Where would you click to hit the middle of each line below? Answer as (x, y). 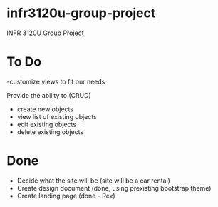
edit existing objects (46, 124)
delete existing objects (50, 132)
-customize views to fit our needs (56, 81)
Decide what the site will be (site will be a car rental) (93, 181)
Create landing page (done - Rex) (66, 196)
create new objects (45, 109)
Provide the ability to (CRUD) (49, 95)
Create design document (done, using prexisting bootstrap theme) (114, 188)
